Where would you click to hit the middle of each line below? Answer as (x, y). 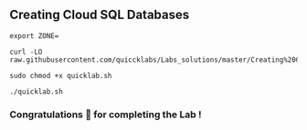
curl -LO (26, 52)
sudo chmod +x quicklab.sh (61, 75)
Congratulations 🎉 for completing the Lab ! (106, 115)
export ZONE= (34, 35)
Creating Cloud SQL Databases (100, 15)
